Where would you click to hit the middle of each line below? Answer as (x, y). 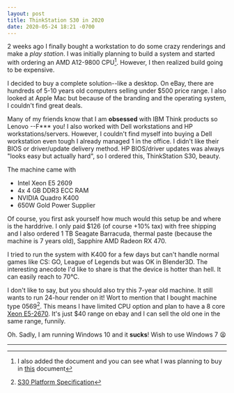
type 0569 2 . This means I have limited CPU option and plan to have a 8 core (116, 306)
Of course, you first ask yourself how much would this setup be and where (114, 219)
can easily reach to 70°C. (44, 277)
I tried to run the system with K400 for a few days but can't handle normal (113, 254)
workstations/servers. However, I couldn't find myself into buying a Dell (110, 134)
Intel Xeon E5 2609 (45, 183)
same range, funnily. (37, 321)
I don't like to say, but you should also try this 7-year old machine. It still (110, 291)
